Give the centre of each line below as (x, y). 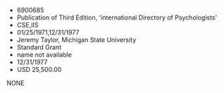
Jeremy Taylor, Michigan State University (76, 40)
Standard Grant (39, 47)
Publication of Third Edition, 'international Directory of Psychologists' (117, 17)
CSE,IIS (27, 25)
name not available (44, 55)
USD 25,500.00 (39, 70)
